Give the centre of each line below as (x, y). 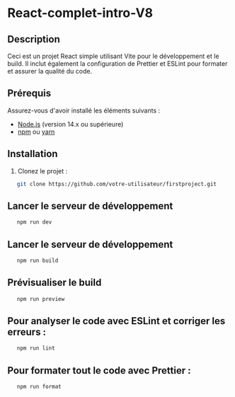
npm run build (38, 260)
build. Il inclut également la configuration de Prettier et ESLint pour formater (117, 64)
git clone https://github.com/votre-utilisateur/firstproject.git (117, 184)
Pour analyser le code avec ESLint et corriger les (116, 321)
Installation (33, 154)
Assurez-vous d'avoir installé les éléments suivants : (84, 110)
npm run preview (41, 299)
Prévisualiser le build (55, 283)
